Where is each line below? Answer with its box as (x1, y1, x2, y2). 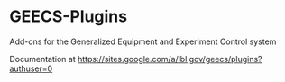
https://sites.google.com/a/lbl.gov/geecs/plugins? (77, 53, 263, 64)
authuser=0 (9, 63, 53, 74)
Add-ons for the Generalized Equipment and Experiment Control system (9, 36, 277, 47)
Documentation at (9, 53, 76, 64)
